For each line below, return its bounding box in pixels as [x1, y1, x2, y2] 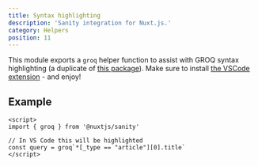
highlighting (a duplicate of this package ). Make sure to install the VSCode [8, 64, 251, 74]
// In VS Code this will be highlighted [8, 137, 144, 145]
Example [8, 95, 52, 108]
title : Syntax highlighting [8, 11, 101, 20]
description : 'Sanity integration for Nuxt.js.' [8, 19, 172, 27]
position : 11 [8, 33, 51, 42]
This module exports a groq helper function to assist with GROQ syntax [8, 55, 240, 65]
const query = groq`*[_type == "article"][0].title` [8, 144, 186, 152]
